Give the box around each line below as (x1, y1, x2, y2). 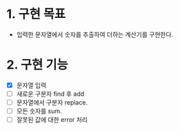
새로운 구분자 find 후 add (16, 89, 85, 98)
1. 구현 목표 (6, 6, 66, 22)
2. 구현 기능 (6, 57, 68, 73)
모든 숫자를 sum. (16, 107, 63, 116)
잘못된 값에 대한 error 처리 (16, 116, 88, 124)
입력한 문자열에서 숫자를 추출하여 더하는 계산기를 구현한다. (16, 30, 174, 39)
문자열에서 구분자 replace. (16, 98, 88, 107)
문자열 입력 (16, 80, 47, 89)
